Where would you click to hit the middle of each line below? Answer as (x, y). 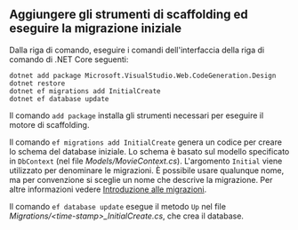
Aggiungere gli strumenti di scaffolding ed (129, 15)
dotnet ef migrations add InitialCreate (85, 91)
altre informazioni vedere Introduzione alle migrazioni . (108, 189)
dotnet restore (37, 83)
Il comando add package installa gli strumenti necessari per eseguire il (137, 115)
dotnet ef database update (59, 99)
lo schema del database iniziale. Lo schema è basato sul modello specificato (149, 151)
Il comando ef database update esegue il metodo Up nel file (118, 206)
